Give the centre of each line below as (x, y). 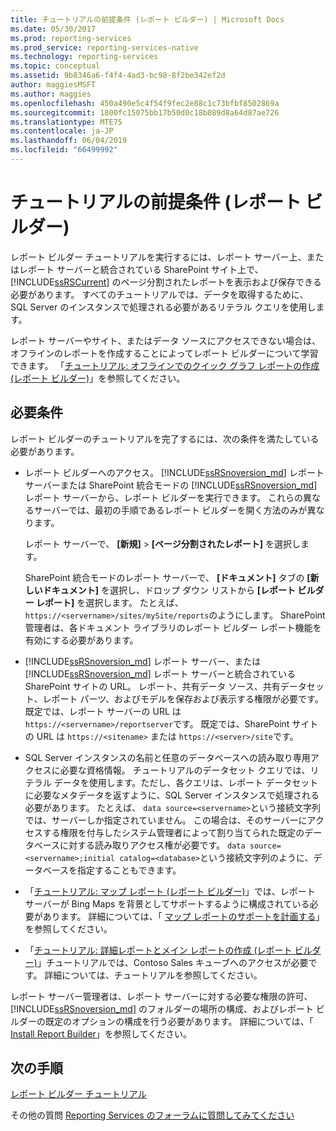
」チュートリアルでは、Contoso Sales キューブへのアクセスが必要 (172, 962)
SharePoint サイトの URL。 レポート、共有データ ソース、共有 (152, 686)
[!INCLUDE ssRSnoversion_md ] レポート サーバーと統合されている (160, 673)
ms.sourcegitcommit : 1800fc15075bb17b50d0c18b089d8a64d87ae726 (145, 112)
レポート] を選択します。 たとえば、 (110, 602)
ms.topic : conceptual (55, 66)
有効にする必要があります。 (81, 640)
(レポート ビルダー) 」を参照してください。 (98, 378)
